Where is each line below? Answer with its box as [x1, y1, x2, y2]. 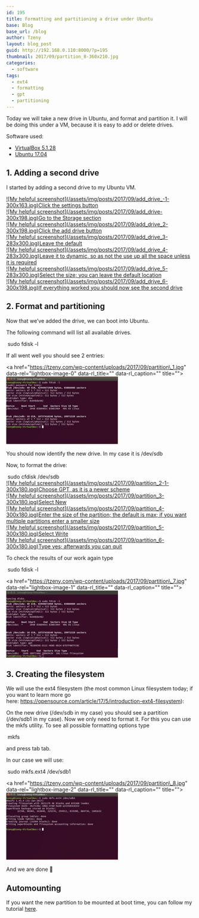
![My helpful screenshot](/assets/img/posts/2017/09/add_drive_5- [6, 265, 168, 272]
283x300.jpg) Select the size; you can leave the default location [6, 271, 162, 279]
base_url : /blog [6, 29, 46, 35]
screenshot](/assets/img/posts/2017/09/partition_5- [36, 524, 164, 531]
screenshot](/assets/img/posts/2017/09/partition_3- [36, 492, 165, 499]
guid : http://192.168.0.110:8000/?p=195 [6, 48, 108, 54]
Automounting [6, 883, 61, 893]
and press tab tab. [6, 745, 51, 752]
